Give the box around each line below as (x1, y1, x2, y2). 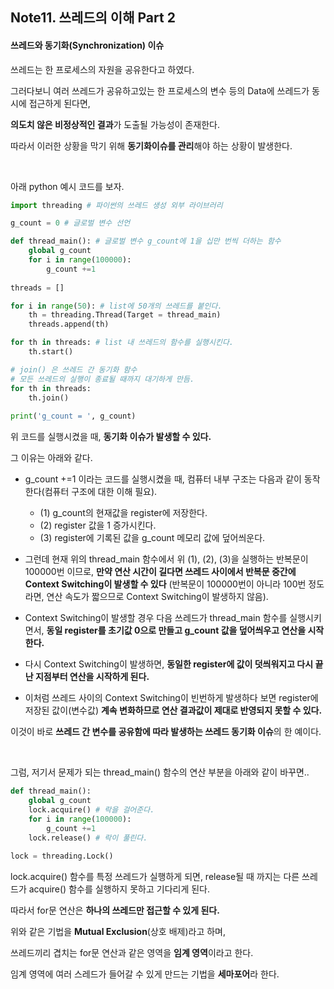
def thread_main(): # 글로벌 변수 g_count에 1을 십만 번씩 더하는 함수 (10, 236, 282, 247)
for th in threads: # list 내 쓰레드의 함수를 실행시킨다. (10, 338, 235, 348)
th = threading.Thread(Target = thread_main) (28, 310, 222, 320)
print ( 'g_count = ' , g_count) (10, 411, 137, 422)
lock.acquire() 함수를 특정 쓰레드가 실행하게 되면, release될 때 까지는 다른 (10, 871, 300, 883)
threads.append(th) (28, 319, 110, 330)
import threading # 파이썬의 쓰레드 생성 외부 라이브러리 (10, 200, 223, 210)
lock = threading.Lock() (10, 851, 114, 862)
